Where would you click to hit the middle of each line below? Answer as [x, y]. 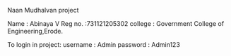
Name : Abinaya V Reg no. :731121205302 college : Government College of [116, 23]
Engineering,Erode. [35, 31]
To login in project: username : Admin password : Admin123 [94, 44]
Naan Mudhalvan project [43, 10]
